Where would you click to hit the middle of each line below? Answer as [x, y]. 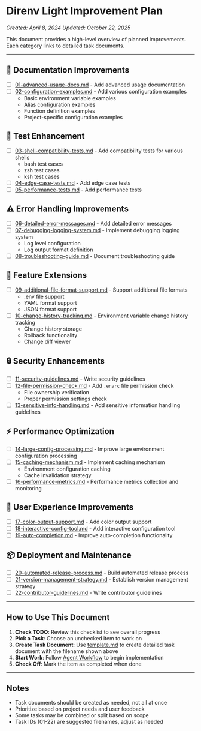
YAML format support [50, 303]
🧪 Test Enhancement [45, 136]
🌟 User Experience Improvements [70, 507]
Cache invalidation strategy [57, 475]
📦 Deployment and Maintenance [69, 555]
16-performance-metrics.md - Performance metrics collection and [97, 481]
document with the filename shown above [66, 651]
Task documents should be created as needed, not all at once [91, 703]
